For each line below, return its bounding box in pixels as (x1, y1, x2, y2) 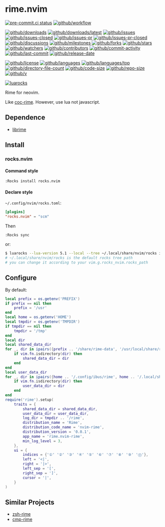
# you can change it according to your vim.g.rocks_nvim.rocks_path (5, 260, 148, 265)
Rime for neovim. (5, 89, 40, 95)
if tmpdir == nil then (5, 324, 52, 329)
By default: (5, 287, 27, 293)
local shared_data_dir (5, 342, 52, 347)
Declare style (5, 189, 33, 195)
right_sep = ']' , (23, 470, 58, 476)
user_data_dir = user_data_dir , (23, 411, 89, 416)
